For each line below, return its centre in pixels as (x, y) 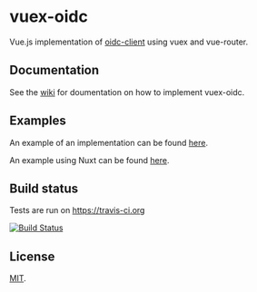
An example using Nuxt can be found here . (89, 160)
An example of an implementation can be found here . (109, 142)
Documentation (54, 70)
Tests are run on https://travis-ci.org (77, 210)
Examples (38, 121)
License (32, 256)
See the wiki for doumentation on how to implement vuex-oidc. (127, 92)
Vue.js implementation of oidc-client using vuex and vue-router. (129, 42)
